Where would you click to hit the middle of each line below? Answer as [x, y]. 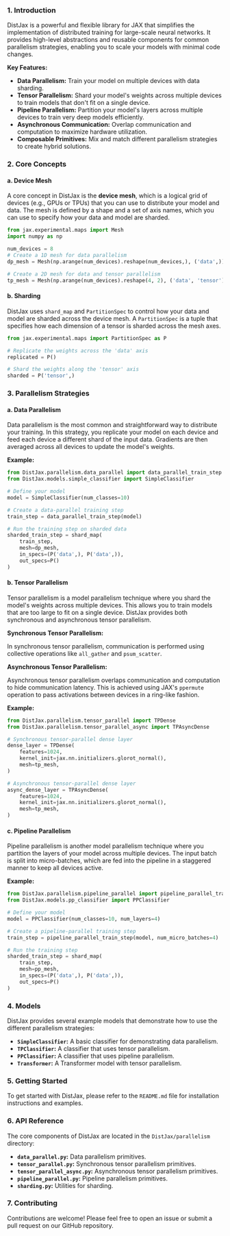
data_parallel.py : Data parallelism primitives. [81, 1156]
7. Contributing [33, 1203]
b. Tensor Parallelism [38, 583]
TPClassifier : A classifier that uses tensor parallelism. [93, 1048]
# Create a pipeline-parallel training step [72, 931]
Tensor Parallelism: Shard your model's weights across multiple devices [119, 95]
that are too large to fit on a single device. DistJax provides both [98, 612]
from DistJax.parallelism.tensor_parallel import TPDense [91, 720]
